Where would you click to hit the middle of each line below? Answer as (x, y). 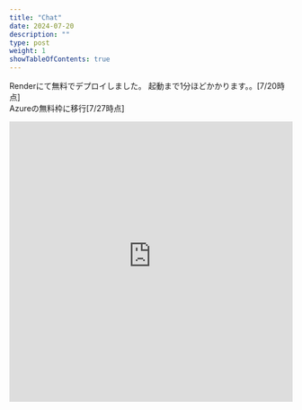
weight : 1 (28, 51)
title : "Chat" (36, 17)
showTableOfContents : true (60, 59)
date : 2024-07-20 (42, 26)
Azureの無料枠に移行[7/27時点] (67, 108)
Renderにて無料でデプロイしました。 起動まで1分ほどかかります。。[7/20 (143, 86)
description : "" (40, 34)
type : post (30, 43)
